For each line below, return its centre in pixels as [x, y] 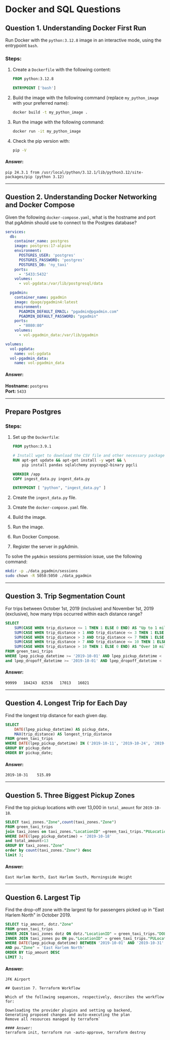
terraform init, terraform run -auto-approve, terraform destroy [75, 1033]
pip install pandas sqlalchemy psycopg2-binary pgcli [80, 465]
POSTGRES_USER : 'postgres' [47, 256]
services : [16, 232]
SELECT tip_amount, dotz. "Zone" [39, 924]
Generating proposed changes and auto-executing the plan [68, 1015]
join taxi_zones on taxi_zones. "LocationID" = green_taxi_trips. [74, 831]
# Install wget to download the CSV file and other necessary [79, 456]
